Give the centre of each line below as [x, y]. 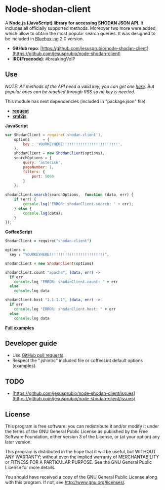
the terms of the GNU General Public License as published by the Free [77, 431]
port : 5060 [43, 176]
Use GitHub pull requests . [39, 355]
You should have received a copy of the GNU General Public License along [81, 477]
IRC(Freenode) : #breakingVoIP [44, 59]
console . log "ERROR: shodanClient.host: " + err [65, 309]
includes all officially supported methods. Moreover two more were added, [81, 28]
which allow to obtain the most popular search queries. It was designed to [80, 33]
